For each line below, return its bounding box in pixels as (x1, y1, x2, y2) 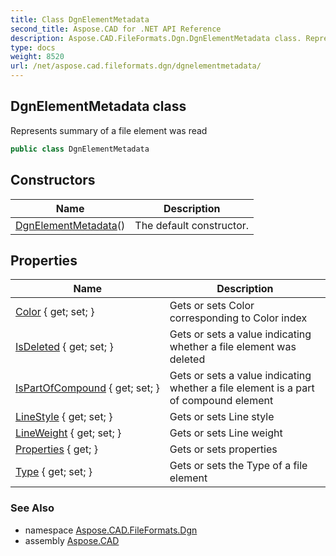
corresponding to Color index (169, 311, 308, 325)
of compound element (169, 394, 274, 408)
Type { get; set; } (15, 465, 93, 479)
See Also (10, 501, 55, 515)
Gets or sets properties (169, 442, 278, 456)
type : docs (10, 42, 56, 53)
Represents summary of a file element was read (10, 124, 208, 136)
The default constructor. (134, 218, 250, 232)
